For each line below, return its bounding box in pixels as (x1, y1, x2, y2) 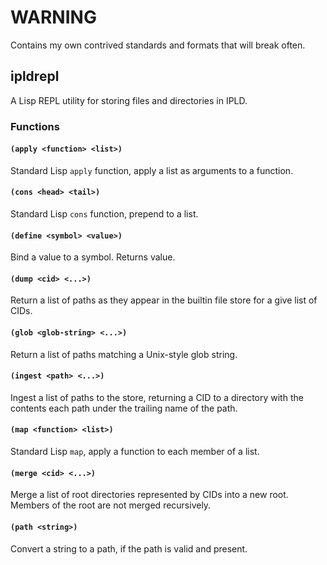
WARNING (10, 6, 97, 29)
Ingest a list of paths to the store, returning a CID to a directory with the (10, 391, 304, 403)
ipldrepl (10, 68, 60, 85)
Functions (10, 119, 60, 133)
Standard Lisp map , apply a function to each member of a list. (10, 446, 260, 458)
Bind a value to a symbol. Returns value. (10, 251, 176, 263)
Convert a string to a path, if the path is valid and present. (10, 542, 248, 555)
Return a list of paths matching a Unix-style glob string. (10, 348, 238, 360)
